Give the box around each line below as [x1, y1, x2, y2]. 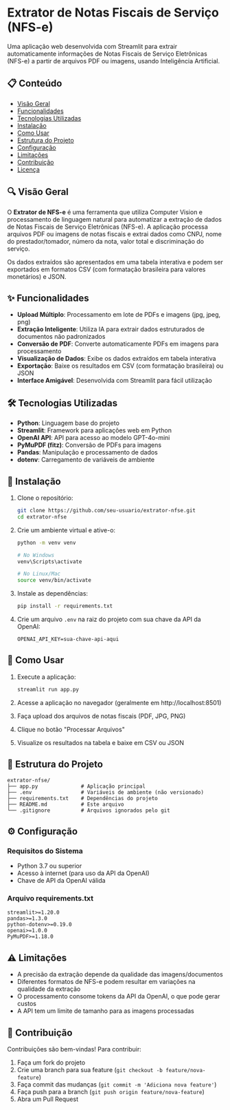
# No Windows [16, 552, 55, 558]
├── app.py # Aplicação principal [7, 783, 146, 790]
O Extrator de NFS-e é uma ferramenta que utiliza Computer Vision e [7, 208, 203, 216]
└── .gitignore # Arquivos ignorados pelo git [7, 807, 170, 814]
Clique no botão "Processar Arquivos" [16, 725, 125, 733]
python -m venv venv [16, 539, 76, 546]
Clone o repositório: [16, 494, 73, 502]
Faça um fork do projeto [16, 1058, 86, 1067]
